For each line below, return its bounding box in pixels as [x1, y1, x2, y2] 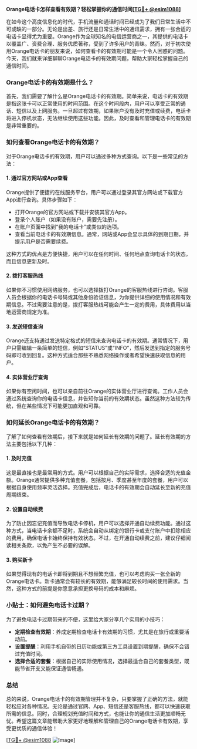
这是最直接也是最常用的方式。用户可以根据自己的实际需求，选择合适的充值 [6, 469, 186, 476]
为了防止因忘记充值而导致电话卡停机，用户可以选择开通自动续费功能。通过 [6, 519, 186, 527]
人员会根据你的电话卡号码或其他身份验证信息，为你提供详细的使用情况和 [6, 293, 181, 301]
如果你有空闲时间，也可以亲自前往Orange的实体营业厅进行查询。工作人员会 [6, 387, 189, 395]
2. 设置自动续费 [6, 505, 43, 512]
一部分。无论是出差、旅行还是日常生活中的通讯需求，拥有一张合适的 [26, 26, 191, 32]
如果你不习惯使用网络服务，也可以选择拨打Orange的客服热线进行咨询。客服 [6, 286, 189, 293]
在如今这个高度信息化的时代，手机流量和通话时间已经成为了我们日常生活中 [6, 18, 186, 25]
